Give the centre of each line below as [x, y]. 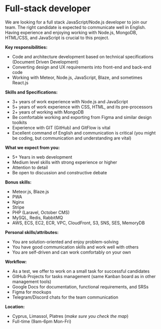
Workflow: [16, 261]
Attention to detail [30, 167]
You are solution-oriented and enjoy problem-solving [65, 242]
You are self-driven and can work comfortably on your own [71, 252]
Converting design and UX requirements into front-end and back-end [82, 67]
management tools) [32, 282]
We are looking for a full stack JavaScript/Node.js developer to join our [76, 22]
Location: [15, 306]
